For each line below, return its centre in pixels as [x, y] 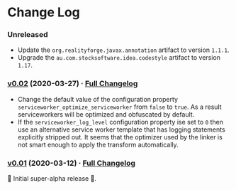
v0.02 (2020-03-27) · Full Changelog [73, 84]
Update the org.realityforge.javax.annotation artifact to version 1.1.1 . [123, 50]
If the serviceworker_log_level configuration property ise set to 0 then [120, 122]
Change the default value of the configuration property [98, 99]
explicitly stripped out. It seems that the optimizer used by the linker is [120, 137]
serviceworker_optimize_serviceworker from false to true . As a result [119, 107]
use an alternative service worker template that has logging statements [121, 130]
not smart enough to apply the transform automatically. [98, 144]
